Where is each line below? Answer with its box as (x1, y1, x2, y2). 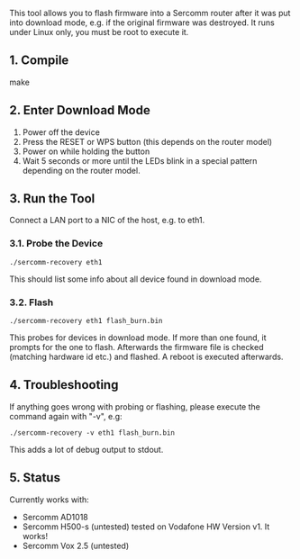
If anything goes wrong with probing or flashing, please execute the (9, 401, 261, 412)
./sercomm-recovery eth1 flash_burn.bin (9, 317, 164, 326)
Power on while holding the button (22, 146, 150, 157)
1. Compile (9, 53, 69, 68)
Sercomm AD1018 (22, 511, 88, 522)
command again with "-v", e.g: (9, 410, 123, 421)
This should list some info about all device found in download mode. (9, 274, 262, 284)
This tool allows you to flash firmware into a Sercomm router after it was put (9, 8, 291, 18)
